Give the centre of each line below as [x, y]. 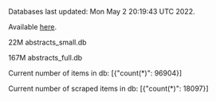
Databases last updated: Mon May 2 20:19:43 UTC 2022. [102, 12]
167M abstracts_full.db [45, 58]
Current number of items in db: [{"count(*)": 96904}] [95, 73]
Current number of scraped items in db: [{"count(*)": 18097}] [108, 88]
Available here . [33, 27]
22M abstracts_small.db [47, 42]
